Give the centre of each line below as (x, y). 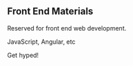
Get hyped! (23, 55)
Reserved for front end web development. (67, 28)
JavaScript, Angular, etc (42, 42)
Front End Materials (50, 11)
